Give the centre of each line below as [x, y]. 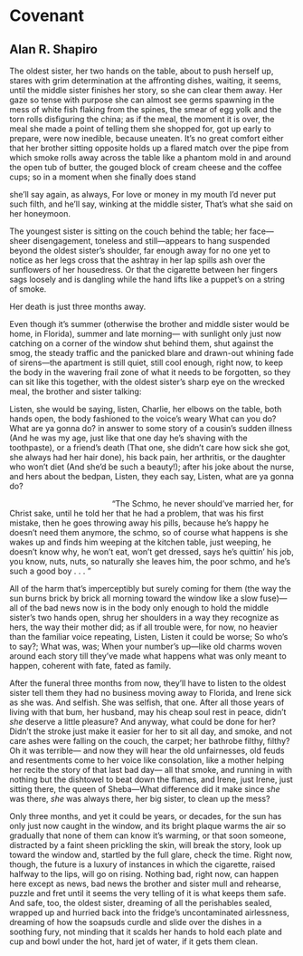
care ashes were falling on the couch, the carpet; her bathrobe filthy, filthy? [150, 741]
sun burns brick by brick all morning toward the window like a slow [134, 598]
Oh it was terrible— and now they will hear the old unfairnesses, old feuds [147, 750]
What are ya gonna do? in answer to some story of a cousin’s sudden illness [151, 428]
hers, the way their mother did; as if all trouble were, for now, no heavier [144, 627]
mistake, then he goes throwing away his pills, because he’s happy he [139, 523]
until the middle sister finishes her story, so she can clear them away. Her [146, 90]
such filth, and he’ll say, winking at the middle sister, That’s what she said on [151, 204]
